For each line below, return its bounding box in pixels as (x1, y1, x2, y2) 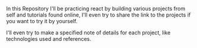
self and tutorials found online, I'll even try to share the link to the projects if (6, 11, 191, 18)
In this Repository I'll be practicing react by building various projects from (6, 5, 186, 12)
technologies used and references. (6, 36, 91, 42)
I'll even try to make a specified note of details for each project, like (6, 29, 171, 36)
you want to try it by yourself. (6, 18, 78, 24)
